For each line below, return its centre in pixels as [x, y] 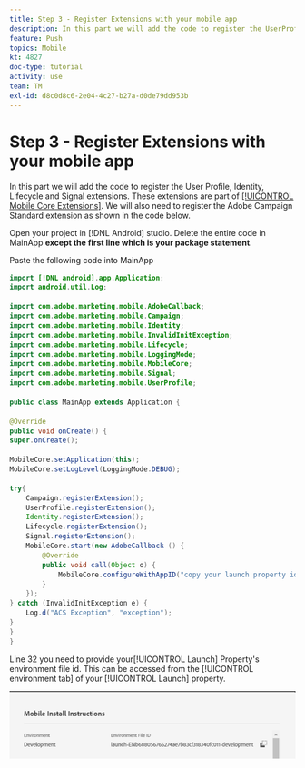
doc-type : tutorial [46, 67]
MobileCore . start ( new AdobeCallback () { [105, 546]
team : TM [26, 86]
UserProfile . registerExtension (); [91, 507]
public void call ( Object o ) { [99, 565]
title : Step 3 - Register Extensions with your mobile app [123, 19]
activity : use [36, 77]
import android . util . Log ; [58, 287]
